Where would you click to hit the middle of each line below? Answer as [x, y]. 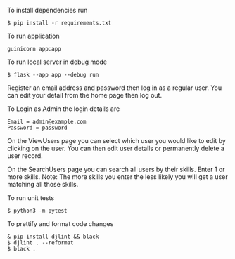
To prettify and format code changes [61, 224]
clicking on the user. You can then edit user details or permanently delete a [116, 148]
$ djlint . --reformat [40, 243]
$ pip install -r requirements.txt [59, 23]
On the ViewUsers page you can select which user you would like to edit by [117, 141]
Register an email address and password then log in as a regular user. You [115, 88]
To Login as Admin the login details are [64, 109]
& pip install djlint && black [53, 237]
